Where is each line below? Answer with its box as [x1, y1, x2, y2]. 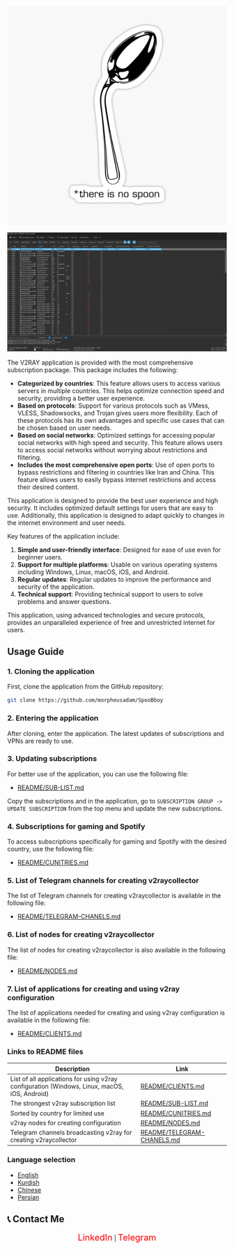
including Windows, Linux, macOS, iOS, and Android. [17, 567, 169, 576]
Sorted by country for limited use [10, 1109, 104, 1117]
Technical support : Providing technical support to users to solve [17, 589, 203, 598]
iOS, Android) [10, 1090, 49, 1098]
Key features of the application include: [7, 532, 120, 540]
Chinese [17, 1185, 42, 1194]
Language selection [7, 1155, 76, 1165]
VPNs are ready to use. [7, 736, 74, 745]
